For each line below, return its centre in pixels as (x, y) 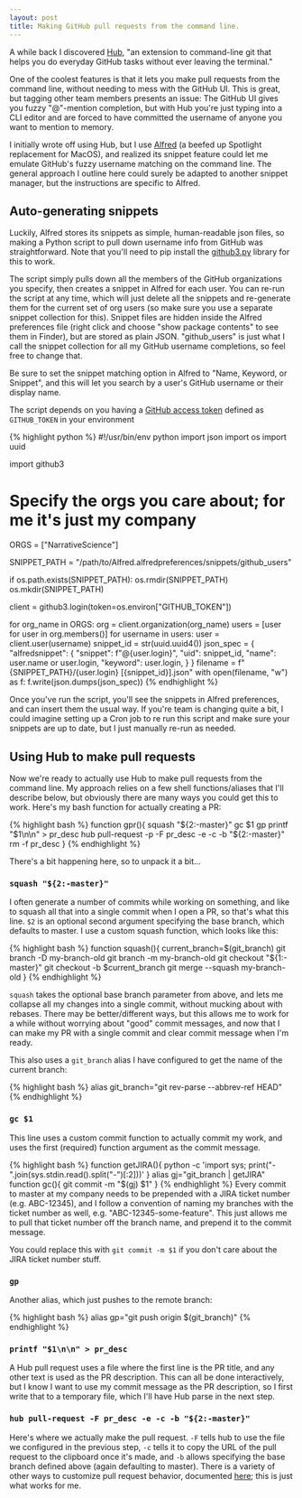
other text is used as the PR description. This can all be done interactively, (147, 1377)
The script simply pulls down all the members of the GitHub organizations (146, 279)
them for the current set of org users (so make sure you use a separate (141, 308)
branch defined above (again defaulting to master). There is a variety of (142, 1466)
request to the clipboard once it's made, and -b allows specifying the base (147, 1456)
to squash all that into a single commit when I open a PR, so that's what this (149, 912)
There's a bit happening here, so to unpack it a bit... (105, 861)
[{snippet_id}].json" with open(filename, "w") (204, 673)
